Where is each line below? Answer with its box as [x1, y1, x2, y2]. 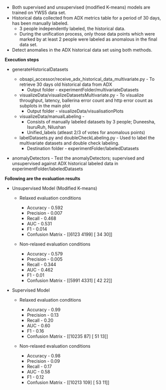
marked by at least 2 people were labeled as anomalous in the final [19, 36, 157, 42]
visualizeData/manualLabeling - [19, 113, 84, 119]
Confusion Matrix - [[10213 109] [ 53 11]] [26, 379, 109, 385]
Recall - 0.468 [26, 215, 56, 221]
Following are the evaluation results [4, 176, 80, 181]
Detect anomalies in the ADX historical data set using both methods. [11, 47, 152, 53]
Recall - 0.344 [26, 262, 56, 268]
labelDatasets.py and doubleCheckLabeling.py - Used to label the [19, 135, 155, 141]
